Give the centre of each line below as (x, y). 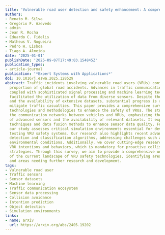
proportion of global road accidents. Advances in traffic (71, 87)
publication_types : (25, 65)
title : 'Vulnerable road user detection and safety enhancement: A (76, 10)
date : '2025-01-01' (25, 55)
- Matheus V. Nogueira (28, 42)
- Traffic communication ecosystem (41, 188)
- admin (13, 28)
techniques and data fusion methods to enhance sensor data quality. (82, 124)
